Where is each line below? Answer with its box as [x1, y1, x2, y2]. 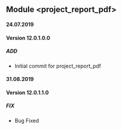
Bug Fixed [14, 117, 39, 124]
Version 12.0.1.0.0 [6, 34, 51, 41]
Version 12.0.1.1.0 [6, 89, 49, 96]
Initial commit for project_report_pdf [14, 62, 101, 69]
